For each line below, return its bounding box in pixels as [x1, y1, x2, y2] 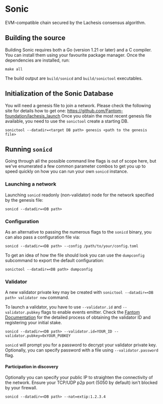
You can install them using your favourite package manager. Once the [5, 52, 145, 58]
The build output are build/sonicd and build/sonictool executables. [5, 75, 143, 81]
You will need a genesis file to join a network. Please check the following [5, 102, 151, 108]
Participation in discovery [5, 363, 59, 369]
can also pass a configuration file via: [5, 234, 81, 240]
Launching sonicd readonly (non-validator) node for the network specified [5, 192, 154, 198]
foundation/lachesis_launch [5, 113, 61, 119]
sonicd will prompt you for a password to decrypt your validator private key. [5, 342, 157, 348]
